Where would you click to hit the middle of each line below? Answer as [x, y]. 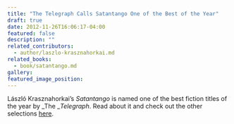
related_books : [30, 60]
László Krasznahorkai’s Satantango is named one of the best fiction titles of [117, 99]
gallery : [20, 72]
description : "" [31, 40]
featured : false [31, 33]
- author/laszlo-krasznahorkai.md [64, 53]
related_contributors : [41, 46]
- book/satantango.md [45, 66]
